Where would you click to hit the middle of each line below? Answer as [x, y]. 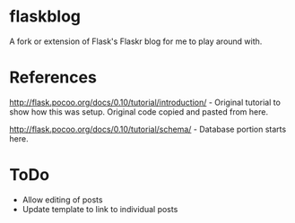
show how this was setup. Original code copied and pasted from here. [139, 111]
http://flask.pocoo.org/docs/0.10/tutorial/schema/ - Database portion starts [148, 129]
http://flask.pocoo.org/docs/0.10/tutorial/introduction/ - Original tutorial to [145, 102]
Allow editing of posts [62, 200]
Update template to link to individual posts [100, 209]
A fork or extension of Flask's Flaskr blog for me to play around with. [136, 41]
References [53, 77]
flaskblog [45, 17]
